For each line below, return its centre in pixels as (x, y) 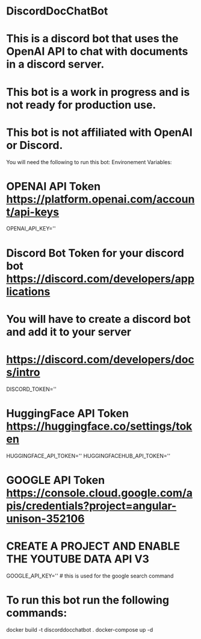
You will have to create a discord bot (98, 319)
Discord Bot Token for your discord (95, 253)
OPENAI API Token (54, 186)
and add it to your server (69, 332)
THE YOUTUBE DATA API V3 (78, 559)
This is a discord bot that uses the (92, 39)
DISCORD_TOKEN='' (32, 389)
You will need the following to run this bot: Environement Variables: (89, 162)
